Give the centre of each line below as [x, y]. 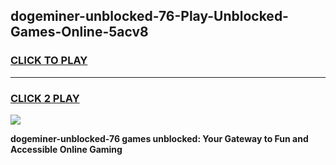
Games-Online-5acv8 [79, 32]
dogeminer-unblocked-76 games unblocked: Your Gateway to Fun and [159, 138]
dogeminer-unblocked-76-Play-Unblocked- [149, 16]
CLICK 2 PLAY [45, 98]
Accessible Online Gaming [66, 149]
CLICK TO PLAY [49, 61]
